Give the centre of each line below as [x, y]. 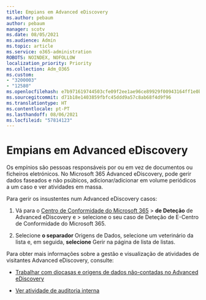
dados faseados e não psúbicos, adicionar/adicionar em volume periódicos [101, 181]
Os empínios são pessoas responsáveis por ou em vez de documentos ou [100, 167]
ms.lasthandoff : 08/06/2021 [42, 114]
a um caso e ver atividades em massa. [55, 187]
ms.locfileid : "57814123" [39, 120]
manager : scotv [26, 29]
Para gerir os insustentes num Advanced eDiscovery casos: [82, 199]
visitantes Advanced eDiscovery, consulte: [60, 260]
